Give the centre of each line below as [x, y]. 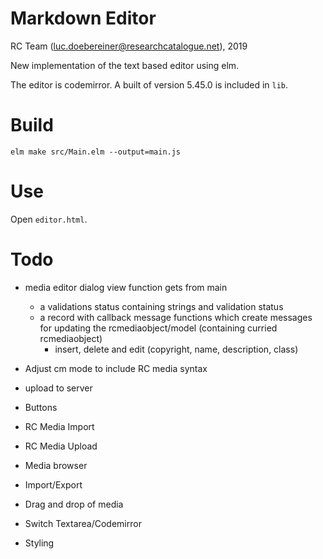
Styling [39, 543]
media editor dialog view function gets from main [126, 287]
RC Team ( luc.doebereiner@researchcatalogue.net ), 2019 [129, 46]
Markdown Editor [83, 18]
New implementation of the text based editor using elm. [125, 65]
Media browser [56, 465]
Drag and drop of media [74, 504]
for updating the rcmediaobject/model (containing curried [158, 328]
